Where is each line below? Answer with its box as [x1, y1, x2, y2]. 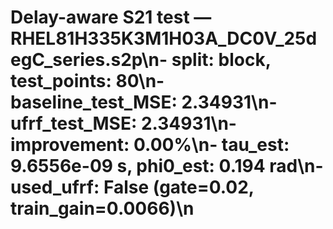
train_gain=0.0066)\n [10, 197, 195, 220]
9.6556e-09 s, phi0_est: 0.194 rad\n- [10, 155, 324, 178]
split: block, [171, 49, 272, 71]
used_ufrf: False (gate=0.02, [10, 176, 255, 199]
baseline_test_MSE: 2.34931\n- [10, 91, 278, 114]
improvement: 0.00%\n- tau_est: [10, 134, 290, 156]
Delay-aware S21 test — [10, 6, 212, 29]
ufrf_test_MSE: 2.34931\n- [10, 112, 237, 135]
